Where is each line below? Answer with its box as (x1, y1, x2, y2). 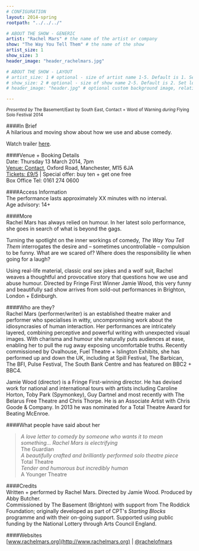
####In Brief (6, 122, 37, 129)
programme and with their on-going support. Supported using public (6, 514, 174, 521)
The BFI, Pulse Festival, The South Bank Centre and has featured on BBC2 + (6, 360, 192, 368)
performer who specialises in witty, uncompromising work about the (6, 316, 173, 324)
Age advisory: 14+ (6, 201, 51, 208)
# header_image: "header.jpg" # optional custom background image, (6, 85, 176, 91)
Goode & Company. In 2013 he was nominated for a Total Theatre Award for (6, 404, 191, 411)
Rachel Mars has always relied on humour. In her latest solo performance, (6, 219, 186, 226)
